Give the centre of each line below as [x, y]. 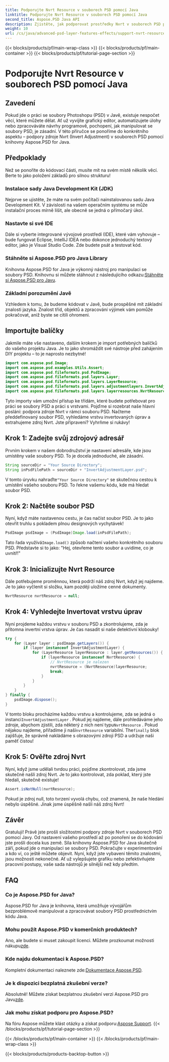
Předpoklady [26, 158]
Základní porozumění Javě [38, 293]
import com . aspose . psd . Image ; [37, 363]
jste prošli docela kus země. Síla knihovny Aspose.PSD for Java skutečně [81, 843]
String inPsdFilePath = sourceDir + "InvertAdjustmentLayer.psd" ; [76, 470]
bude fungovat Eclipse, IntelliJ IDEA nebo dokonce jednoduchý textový [79, 240]
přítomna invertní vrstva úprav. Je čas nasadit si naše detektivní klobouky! [82, 629]
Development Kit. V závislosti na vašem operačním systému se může [76, 205]
